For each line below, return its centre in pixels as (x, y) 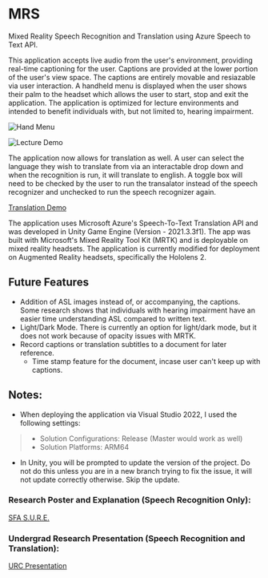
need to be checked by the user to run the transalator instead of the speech (133, 183)
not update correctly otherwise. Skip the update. (100, 479)
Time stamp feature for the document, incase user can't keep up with (146, 361)
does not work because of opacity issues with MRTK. (108, 335)
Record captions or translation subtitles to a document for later (123, 344)
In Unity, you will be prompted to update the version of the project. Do (135, 463)
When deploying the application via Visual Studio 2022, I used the (128, 414)
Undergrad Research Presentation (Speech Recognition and (127, 538)
